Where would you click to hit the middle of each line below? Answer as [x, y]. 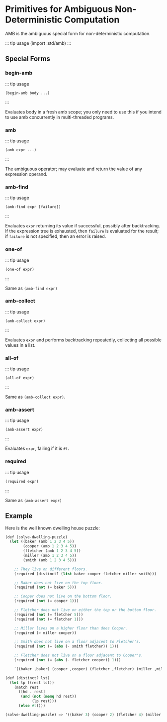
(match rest [26, 687]
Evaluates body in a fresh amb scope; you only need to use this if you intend [83, 112]
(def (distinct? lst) [28, 678]
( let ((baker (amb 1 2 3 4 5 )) [42, 542]
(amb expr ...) [21, 150]
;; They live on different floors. [51, 569]
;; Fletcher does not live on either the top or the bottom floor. [85, 610]
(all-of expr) [20, 378]
